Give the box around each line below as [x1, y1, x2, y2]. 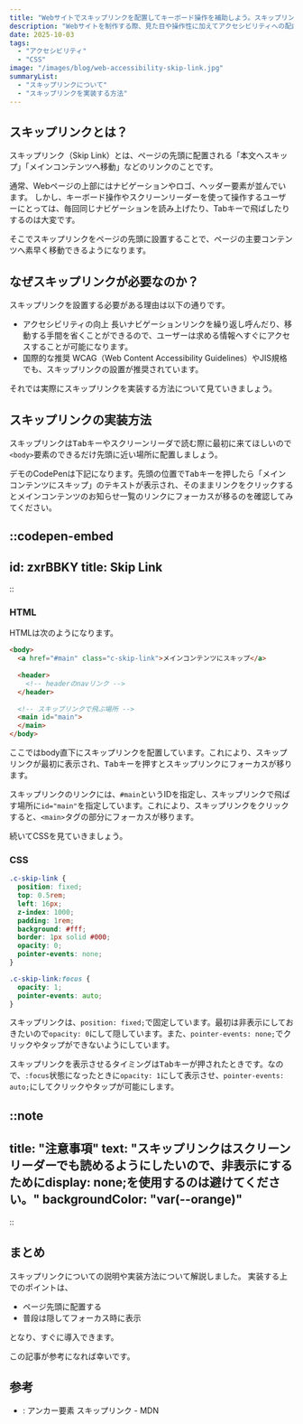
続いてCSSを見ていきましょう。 [9, 831, 128, 842]
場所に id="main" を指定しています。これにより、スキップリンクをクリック [16, 800, 289, 811]
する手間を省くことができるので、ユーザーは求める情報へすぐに [30, 330, 268, 341]
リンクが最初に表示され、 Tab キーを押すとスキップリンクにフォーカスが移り [9, 759, 293, 769]
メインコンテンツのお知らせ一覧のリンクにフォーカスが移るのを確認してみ [16, 490, 294, 501]
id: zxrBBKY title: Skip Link [9, 559, 163, 574]
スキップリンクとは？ [9, 124, 128, 140]
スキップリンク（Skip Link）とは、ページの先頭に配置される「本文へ [9, 150, 264, 161]
